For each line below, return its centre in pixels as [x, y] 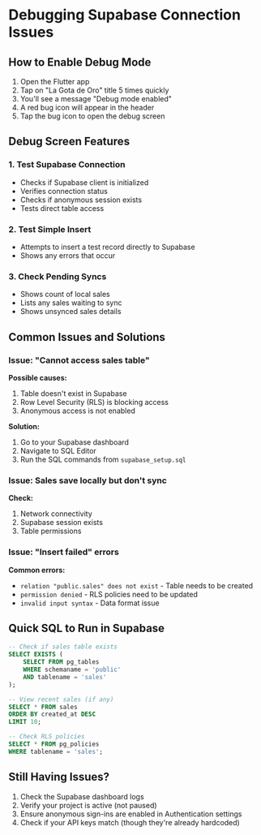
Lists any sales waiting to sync [71, 303]
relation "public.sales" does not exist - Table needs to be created [137, 585]
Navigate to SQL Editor [58, 450]
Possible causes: [38, 377]
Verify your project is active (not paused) [88, 805]
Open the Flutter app [55, 82]
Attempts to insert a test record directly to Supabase [108, 247]
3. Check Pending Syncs [58, 276]
